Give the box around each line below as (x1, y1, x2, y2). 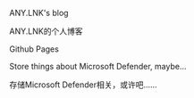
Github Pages (9, 44, 60, 54)
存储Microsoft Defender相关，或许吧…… (9, 79, 158, 90)
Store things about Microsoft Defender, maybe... (9, 61, 187, 71)
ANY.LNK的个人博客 (9, 26, 83, 37)
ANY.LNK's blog (9, 8, 69, 18)
